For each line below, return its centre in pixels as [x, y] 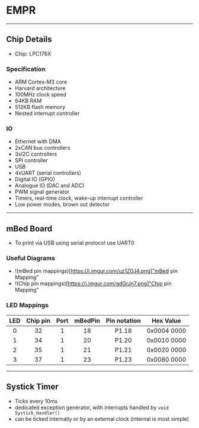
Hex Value [166, 320]
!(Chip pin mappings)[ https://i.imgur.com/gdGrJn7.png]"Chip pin [93, 284]
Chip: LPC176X [33, 53]
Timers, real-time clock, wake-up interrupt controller [79, 198]
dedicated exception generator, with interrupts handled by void [92, 407]
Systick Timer [32, 387]
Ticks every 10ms [36, 401]
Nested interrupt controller [47, 114]
